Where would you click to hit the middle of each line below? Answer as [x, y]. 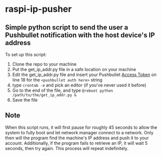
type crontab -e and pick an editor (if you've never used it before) [79, 85]
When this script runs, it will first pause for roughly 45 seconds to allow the [81, 127]
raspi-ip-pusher [38, 9]
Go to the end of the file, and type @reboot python [63, 90]
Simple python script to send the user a [67, 27]
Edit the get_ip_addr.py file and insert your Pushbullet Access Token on [84, 75]
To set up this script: [26, 55]
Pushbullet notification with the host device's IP [80, 35]
